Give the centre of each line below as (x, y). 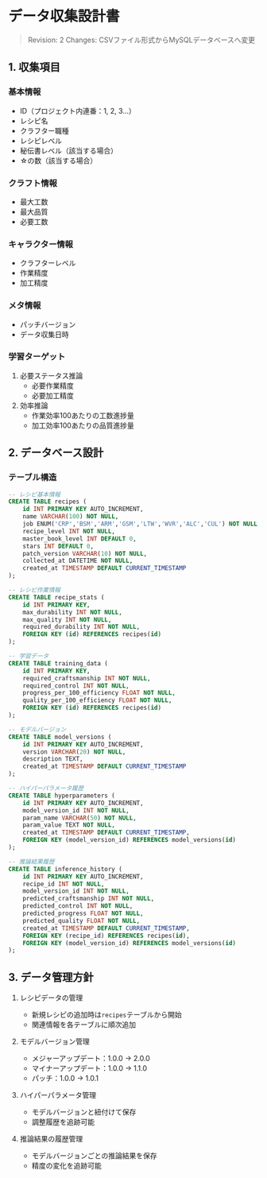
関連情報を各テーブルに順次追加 (84, 1025)
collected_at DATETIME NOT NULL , (78, 561)
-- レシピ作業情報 (35, 590)
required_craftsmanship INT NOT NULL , (87, 678)
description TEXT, (53, 759)
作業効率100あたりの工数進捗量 (83, 415)
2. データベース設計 (56, 453)
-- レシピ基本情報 (35, 494)
